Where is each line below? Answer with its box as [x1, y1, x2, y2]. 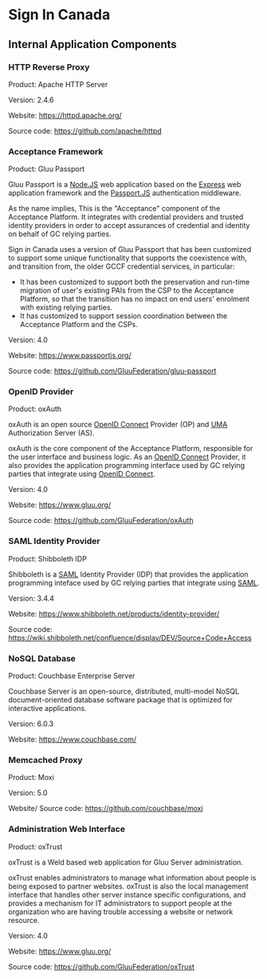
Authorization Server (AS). [8, 428, 95, 438]
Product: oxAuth [8, 404, 62, 414]
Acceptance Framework [8, 146, 104, 157]
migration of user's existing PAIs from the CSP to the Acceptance [19, 286, 234, 295]
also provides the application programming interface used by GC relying [8, 461, 245, 470]
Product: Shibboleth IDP [8, 553, 88, 563]
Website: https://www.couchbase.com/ [8, 734, 137, 745]
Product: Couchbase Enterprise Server [8, 671, 135, 681]
